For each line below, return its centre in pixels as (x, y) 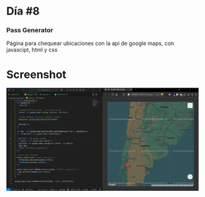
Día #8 (23, 11)
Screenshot (36, 74)
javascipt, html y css (32, 50)
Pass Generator (30, 30)
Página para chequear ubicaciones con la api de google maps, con (90, 43)
